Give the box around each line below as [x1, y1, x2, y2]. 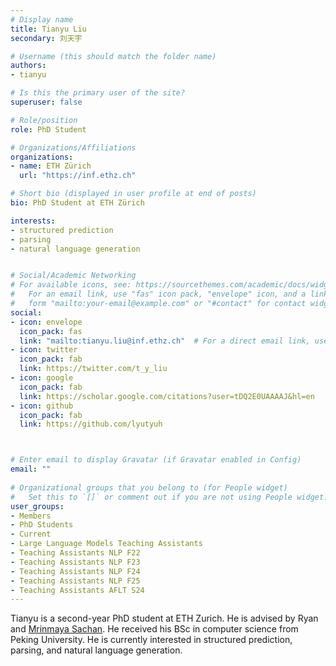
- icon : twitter [10, 345, 78, 355]
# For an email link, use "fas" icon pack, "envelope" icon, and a [10, 289, 307, 300]
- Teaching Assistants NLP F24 [10, 566, 141, 576]
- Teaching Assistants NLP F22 [10, 548, 141, 558]
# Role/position [10, 115, 78, 125]
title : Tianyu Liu [10, 24, 87, 34]
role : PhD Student [10, 124, 87, 135]
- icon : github [10, 401, 74, 411]
